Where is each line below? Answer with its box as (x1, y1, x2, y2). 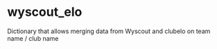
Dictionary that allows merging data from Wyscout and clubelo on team (7, 27, 211, 35)
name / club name (7, 34, 59, 42)
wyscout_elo (7, 4, 83, 20)
